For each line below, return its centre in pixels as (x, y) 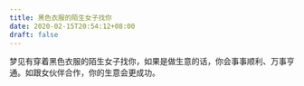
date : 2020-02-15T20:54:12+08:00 (72, 26)
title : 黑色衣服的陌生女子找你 (61, 18)
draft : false (34, 34)
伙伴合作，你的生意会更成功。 (104, 72)
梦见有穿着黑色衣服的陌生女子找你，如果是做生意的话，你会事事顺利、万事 (148, 62)
